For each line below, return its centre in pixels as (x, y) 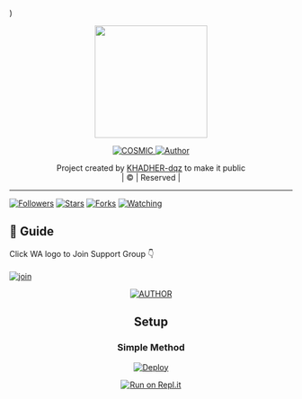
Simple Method (151, 348)
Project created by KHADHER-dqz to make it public (151, 168)
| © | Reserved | (151, 177)
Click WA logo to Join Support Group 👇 (82, 253)
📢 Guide (32, 231)
